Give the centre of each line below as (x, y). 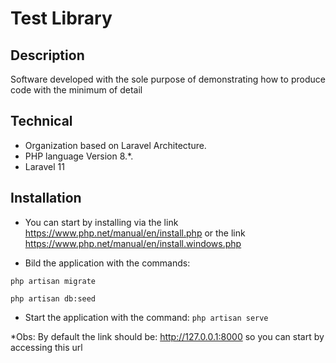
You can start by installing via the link (101, 222)
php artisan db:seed (53, 298)
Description (47, 55)
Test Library (61, 18)
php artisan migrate (53, 281)
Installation (46, 198)
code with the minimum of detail (76, 90)
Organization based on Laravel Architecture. (115, 145)
